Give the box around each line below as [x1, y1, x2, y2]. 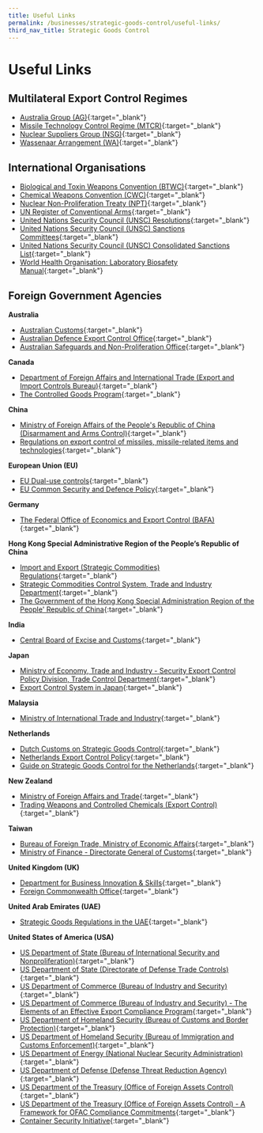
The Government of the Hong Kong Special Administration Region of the [19, 597, 255, 605]
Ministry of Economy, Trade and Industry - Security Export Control [19, 666, 236, 675]
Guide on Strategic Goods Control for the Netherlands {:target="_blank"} [19, 761, 254, 770]
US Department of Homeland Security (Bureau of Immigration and [19, 1032, 235, 1041]
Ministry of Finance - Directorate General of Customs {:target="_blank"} [19, 847, 253, 857]
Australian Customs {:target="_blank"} [19, 325, 143, 335]
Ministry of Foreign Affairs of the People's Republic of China [19, 420, 216, 430]
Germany [8, 500, 39, 509]
